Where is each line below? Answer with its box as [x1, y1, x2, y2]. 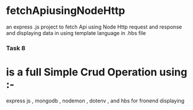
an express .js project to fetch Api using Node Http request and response [6, 23, 182, 30]
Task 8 [6, 44, 26, 52]
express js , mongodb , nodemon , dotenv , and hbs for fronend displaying [6, 97, 185, 104]
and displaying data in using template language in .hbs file [6, 29, 146, 36]
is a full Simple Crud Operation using [6, 66, 188, 79]
